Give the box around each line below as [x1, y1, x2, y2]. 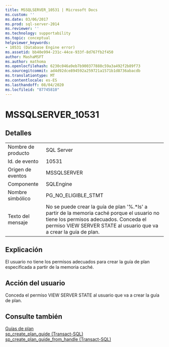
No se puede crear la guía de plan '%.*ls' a [46, 203, 148, 210]
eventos [8, 172, 27, 179]
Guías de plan [5, 325, 34, 331]
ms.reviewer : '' [5, 26, 39, 31]
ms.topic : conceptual [5, 36, 51, 41]
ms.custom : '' [5, 12, 35, 17]
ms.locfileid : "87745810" [5, 87, 59, 92]
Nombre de [8, 143, 34, 150]
